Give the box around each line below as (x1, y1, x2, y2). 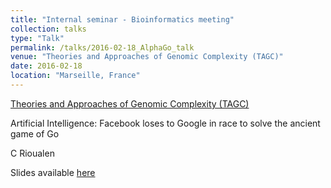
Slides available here (10, 166, 96, 178)
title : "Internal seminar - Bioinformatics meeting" (10, 14, 235, 25)
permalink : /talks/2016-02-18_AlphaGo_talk (10, 42, 195, 53)
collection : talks (10, 24, 87, 34)
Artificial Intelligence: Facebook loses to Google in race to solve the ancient (10, 117, 321, 129)
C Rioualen (10, 147, 55, 159)
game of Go (10, 127, 60, 140)
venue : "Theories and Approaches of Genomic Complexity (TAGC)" (10, 52, 284, 62)
